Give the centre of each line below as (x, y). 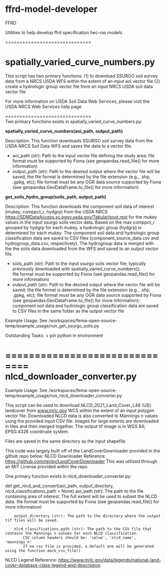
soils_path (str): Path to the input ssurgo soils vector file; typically (79, 263)
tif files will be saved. (32, 520)
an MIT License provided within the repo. (47, 466)
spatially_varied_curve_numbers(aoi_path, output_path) (64, 131)
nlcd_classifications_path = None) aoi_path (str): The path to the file (74, 491)
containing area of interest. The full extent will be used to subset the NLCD (81, 496)
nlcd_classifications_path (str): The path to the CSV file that (83, 529)
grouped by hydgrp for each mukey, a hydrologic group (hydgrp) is (73, 227)
